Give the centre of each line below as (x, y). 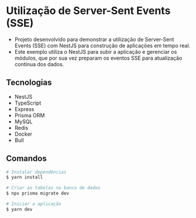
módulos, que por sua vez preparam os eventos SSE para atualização (98, 58)
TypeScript (28, 103)
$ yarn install (25, 177)
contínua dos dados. (39, 64)
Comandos (26, 159)
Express (24, 109)
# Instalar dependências (36, 172)
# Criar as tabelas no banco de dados (53, 188)
